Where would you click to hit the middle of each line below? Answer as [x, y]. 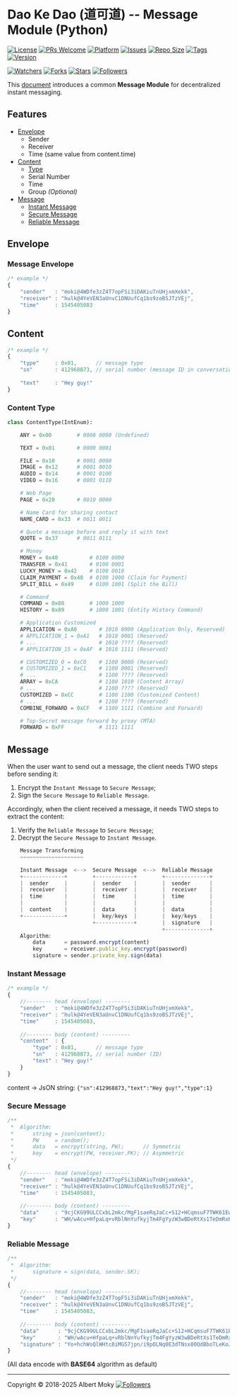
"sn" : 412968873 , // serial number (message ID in [107, 370]
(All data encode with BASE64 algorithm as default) [82, 1364]
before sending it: [33, 774]
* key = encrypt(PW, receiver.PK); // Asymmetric [97, 1154]
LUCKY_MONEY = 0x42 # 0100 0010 [72, 571]
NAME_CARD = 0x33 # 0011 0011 [66, 519]
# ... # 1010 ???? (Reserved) [95, 642]
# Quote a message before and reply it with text [95, 532]
